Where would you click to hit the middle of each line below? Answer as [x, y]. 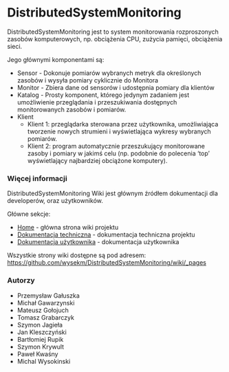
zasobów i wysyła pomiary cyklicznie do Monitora [88, 80]
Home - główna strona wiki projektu [68, 228]
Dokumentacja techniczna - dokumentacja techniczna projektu [106, 234]
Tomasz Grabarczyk [45, 317]
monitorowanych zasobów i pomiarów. [72, 109]
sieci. [15, 46]
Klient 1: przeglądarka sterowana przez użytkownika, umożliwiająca [123, 124]
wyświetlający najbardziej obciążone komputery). [97, 160]
